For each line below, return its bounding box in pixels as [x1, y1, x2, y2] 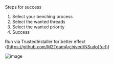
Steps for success [5, 4, 42, 10]
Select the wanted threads [12, 19, 66, 24]
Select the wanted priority [12, 24, 65, 30]
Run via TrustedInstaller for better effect [5, 39, 86, 44]
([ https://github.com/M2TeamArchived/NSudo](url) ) [5, 44, 110, 49]
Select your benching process [12, 14, 73, 19]
